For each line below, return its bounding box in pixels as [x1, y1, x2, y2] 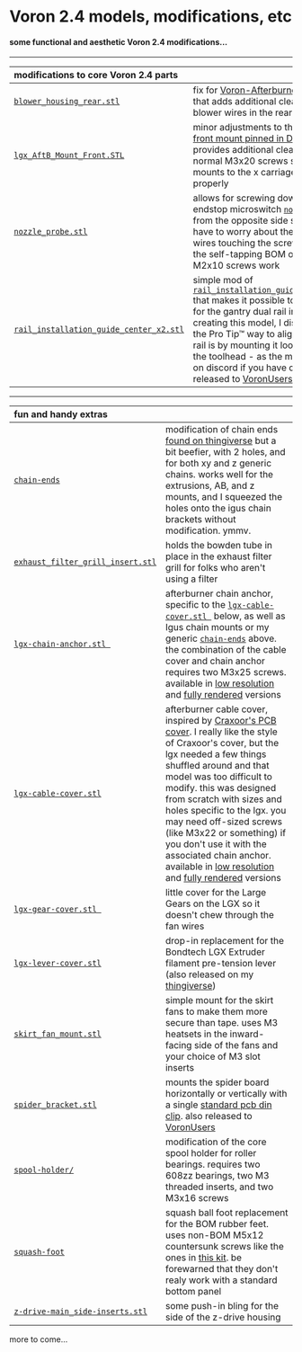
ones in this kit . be [164, 1251, 243, 1264]
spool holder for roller [164, 1147, 257, 1160]
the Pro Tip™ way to [192, 328, 276, 341]
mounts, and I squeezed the [164, 491, 283, 503]
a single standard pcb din [164, 1098, 272, 1111]
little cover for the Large [164, 886, 267, 899]
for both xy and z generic [164, 457, 272, 469]
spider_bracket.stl [13, 1099, 97, 1110]
